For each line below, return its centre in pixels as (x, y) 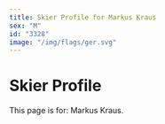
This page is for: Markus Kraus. (67, 111)
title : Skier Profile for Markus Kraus (83, 17)
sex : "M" (25, 26)
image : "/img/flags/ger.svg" (63, 42)
